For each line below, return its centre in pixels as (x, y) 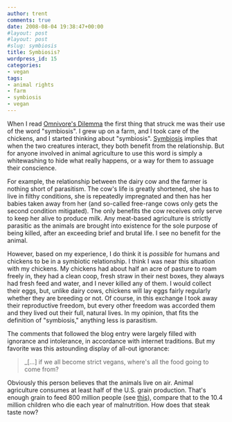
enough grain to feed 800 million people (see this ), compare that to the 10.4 (115, 397)
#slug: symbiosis (32, 46)
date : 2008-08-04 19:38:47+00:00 (55, 26)
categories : (24, 65)
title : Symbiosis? (34, 53)
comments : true (29, 20)
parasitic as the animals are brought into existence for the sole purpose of (113, 226)
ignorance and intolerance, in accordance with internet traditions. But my (111, 341)
